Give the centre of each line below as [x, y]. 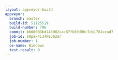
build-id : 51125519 [29, 23]
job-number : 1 [23, 41]
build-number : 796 [28, 28]
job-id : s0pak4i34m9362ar [36, 37]
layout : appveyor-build [29, 9]
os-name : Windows [27, 45]
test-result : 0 [25, 50]
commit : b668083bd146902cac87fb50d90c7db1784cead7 [61, 32]
